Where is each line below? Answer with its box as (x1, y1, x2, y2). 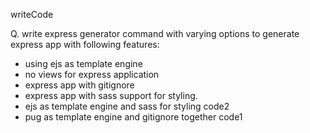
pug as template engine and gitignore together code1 (24, 111, 243, 123)
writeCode (10, 9, 54, 20)
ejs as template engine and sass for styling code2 (24, 100, 230, 112)
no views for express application (24, 69, 160, 80)
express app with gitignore (24, 79, 135, 91)
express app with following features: (10, 39, 160, 50)
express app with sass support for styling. (24, 90, 198, 101)
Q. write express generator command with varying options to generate (10, 28, 300, 39)
